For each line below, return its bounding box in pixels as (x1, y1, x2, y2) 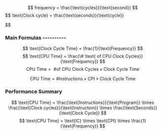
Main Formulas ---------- (5, 34, 66, 41)
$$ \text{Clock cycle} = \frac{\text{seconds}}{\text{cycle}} (5, 12, 124, 18)
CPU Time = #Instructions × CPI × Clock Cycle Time (30, 76, 136, 82)
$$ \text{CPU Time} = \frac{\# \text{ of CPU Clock (22, 53, 125, 59)
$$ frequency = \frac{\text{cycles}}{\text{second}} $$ (28, 5, 138, 10)
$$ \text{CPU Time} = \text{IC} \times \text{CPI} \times (19, 118, 130, 124)
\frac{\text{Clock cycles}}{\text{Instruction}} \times (8, 104, 112, 111)
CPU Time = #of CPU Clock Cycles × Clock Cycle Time (26, 66, 139, 72)
